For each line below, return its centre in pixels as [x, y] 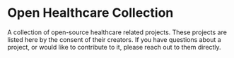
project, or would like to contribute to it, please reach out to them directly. [114, 47]
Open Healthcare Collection [90, 13]
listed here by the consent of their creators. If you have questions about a [114, 39]
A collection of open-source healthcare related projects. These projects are [117, 32]
